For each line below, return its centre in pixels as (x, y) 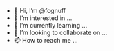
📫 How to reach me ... (46, 40)
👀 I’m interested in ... (43, 18)
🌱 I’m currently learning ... (50, 25)
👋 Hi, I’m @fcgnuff (40, 11)
